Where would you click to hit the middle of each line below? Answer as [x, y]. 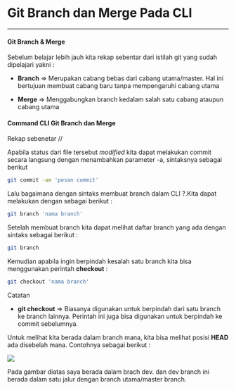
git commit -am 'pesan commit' [53, 180]
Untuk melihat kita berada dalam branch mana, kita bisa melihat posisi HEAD [118, 337]
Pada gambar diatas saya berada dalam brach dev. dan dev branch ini [108, 372]
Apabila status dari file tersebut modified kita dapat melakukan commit [110, 152]
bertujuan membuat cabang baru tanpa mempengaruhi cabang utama [118, 86]
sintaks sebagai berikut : [43, 235]
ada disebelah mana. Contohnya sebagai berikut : [79, 345]
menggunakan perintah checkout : [58, 268]
